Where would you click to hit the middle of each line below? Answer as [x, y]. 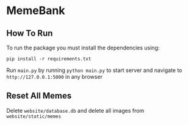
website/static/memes [34, 116]
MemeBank [36, 11]
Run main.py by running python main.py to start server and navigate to [94, 70]
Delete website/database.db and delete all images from [75, 110]
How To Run [30, 33]
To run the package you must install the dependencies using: [83, 48]
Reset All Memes [39, 96]
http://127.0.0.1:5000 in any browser [54, 77]
